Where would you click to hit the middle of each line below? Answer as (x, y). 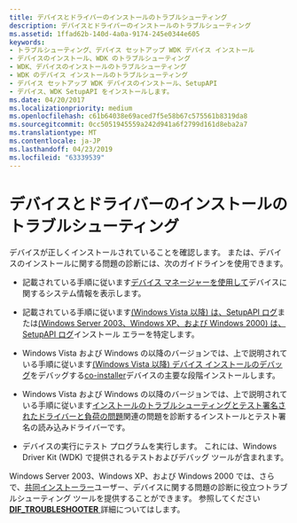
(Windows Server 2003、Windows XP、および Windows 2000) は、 (162, 324)
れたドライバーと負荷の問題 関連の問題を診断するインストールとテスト (150, 417)
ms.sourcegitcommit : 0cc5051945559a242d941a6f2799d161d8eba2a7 (129, 125)
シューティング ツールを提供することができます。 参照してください (138, 498)
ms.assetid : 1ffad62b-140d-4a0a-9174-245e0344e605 (105, 34)
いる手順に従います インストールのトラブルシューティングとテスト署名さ (154, 405)
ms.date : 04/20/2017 (47, 100)
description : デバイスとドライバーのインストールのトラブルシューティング (130, 26)
